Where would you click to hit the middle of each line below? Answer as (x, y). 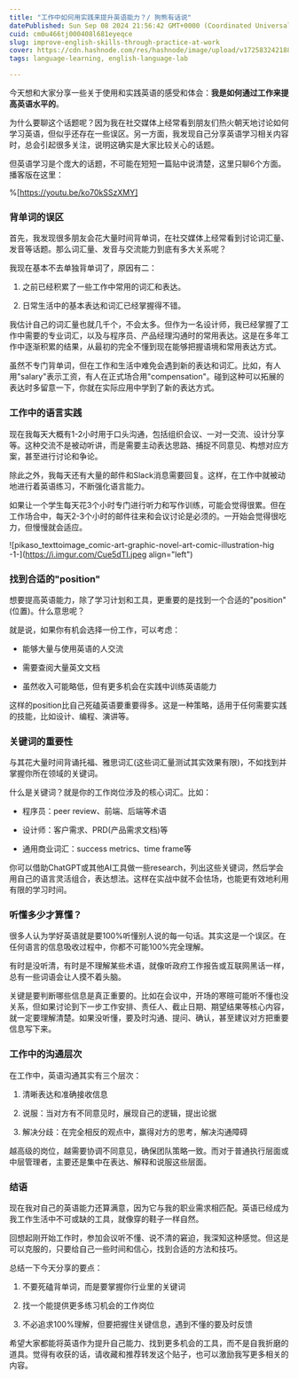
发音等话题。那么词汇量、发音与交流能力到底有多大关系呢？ (118, 249)
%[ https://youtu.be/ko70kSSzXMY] (74, 192)
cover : (21, 51)
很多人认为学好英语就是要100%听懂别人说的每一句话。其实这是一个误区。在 (148, 936)
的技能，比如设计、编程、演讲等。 (71, 716)
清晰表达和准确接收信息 (65, 1094)
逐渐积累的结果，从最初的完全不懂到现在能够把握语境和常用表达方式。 (153, 347)
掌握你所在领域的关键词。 (56, 773)
